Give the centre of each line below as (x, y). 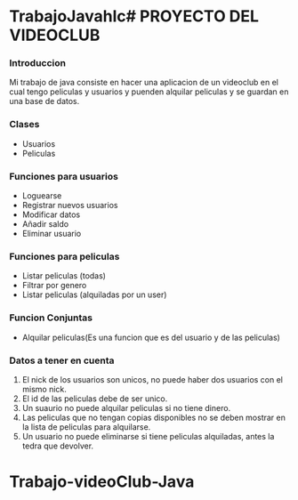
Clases (24, 125)
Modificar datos (51, 214)
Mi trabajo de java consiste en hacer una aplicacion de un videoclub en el (144, 83)
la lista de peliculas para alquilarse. (86, 427)
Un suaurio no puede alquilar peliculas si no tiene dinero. (126, 407)
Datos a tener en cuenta (62, 360)
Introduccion (38, 63)
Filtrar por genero (54, 286)
